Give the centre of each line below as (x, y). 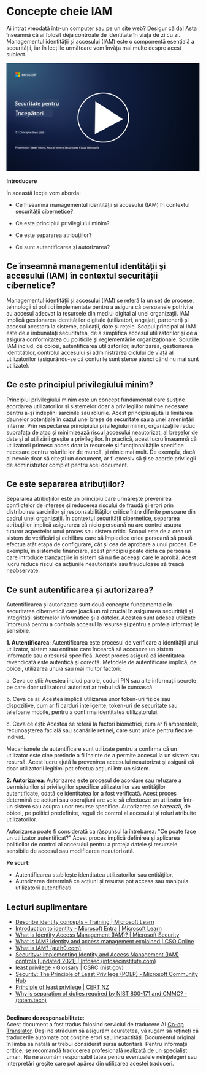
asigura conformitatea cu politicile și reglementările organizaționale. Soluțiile (103, 339)
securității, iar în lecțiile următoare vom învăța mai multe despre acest (94, 48)
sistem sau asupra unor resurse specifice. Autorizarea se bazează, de (103, 807)
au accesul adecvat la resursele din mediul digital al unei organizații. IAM (98, 313)
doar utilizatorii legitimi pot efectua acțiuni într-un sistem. (78, 769)
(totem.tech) (31, 1000)
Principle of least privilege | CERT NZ (62, 987)
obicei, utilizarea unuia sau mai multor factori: (64, 669)
